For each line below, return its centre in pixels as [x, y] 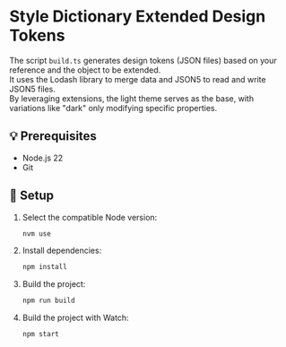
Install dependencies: [62, 251]
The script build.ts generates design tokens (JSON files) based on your [143, 60]
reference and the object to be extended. [85, 70]
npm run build [48, 301]
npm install [44, 267]
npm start [41, 334]
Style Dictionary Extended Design [138, 17]
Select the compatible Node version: [90, 217]
